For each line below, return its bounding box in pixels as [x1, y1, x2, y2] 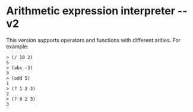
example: [6, 43, 29, 50]
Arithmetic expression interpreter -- [6, 4, 188, 18]
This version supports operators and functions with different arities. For [6, 36, 181, 43]
